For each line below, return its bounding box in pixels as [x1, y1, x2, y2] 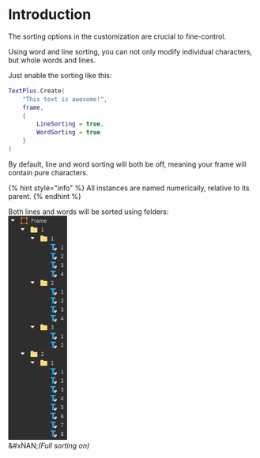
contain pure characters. [8, 167, 89, 177]
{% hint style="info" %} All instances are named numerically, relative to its [8, 183, 251, 193]
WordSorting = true [36, 129, 101, 137]
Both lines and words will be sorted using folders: [8, 207, 169, 216]
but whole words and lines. [8, 55, 96, 65]
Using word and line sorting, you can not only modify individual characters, [8, 47, 253, 56]
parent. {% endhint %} [8, 191, 81, 201]
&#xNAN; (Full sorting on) [8, 441, 90, 450]
